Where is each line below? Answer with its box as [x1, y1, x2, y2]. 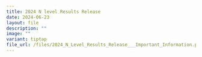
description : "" [6, 25, 47, 31]
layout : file [6, 20, 39, 26]
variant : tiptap [6, 36, 47, 42]
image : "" [6, 31, 31, 37]
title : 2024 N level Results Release [6, 8, 101, 15]
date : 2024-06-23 [6, 14, 50, 20]
